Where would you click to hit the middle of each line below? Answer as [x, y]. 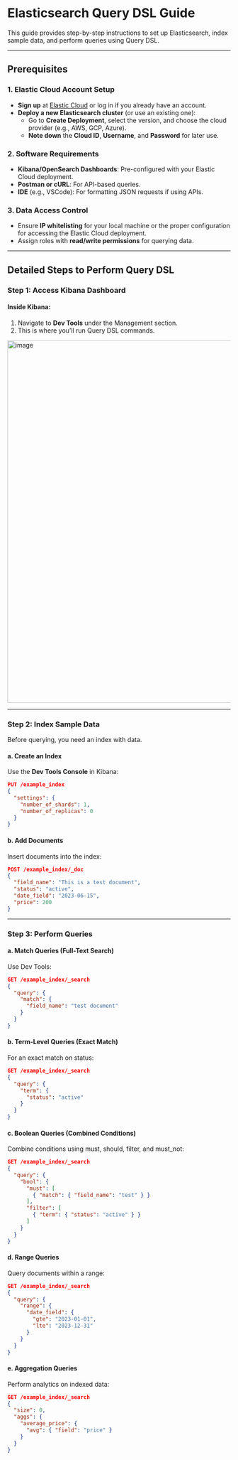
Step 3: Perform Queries [50, 934]
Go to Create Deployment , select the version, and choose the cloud [127, 120]
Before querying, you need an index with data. [75, 740]
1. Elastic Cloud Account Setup [61, 90]
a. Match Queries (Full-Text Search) [61, 951]
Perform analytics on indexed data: [58, 1384]
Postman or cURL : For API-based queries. [79, 184]
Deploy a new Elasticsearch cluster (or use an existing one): [107, 112]
